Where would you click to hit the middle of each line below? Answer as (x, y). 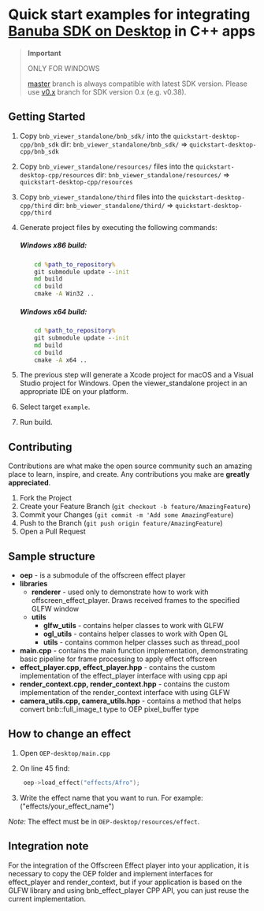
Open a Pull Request (53, 532)
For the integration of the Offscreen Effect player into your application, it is (129, 865)
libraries (33, 584)
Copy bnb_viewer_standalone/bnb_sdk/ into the (95, 136)
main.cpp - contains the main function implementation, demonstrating (134, 651)
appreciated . (30, 483)
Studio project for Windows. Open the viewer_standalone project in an (133, 383)
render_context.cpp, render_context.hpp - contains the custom (125, 684)
